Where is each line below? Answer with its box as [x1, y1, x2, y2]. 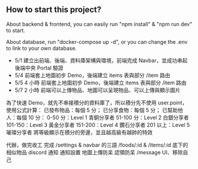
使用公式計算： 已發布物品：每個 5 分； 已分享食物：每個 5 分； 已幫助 [6, 106, 178, 113]
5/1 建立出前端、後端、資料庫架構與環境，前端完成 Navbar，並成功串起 [14, 56, 188, 64]
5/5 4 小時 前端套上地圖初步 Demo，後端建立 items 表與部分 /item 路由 [14, 79, 187, 86]
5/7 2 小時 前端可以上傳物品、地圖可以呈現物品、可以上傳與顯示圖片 [14, 86, 181, 94]
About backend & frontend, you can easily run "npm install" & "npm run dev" [6, 20, 193, 27]
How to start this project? [6, 5, 102, 15]
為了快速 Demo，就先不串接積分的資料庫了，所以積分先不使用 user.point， [6, 99, 188, 106]
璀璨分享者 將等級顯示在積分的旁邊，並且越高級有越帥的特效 [6, 129, 152, 136]
